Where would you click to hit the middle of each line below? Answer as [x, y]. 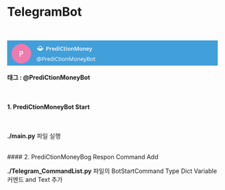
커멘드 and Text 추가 [35, 180]
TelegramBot [45, 12]
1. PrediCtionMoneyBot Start [49, 107]
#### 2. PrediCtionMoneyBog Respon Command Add [83, 157]
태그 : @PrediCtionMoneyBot [49, 77]
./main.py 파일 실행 [34, 136]
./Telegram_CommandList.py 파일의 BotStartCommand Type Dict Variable [112, 171]
